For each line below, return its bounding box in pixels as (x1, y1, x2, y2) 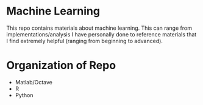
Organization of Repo (6, 59, 116, 72)
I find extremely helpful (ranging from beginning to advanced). (6, 37, 163, 44)
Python (15, 91, 34, 98)
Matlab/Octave (15, 78, 53, 86)
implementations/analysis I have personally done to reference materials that (6, 30, 197, 38)
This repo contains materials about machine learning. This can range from (6, 24, 192, 32)
